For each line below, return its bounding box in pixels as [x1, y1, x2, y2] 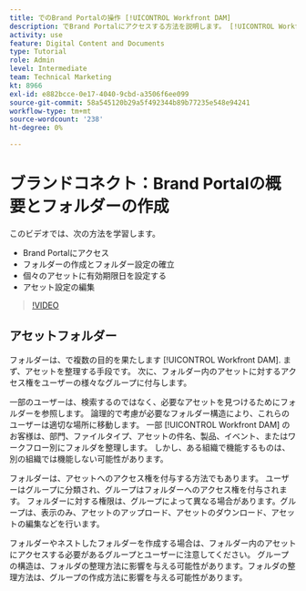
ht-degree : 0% [9, 124, 64, 133]
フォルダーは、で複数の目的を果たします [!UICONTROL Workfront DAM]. [9, 354, 281, 365]
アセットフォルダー [9, 329, 117, 344]
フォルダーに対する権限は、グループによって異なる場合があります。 [26, 495, 280, 506]
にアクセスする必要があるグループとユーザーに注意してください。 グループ [9, 548, 290, 560]
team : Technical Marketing [9, 73, 112, 82]
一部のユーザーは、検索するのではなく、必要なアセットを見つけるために [9, 396, 280, 407]
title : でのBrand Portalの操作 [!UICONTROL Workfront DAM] [9, 13, 231, 23]
